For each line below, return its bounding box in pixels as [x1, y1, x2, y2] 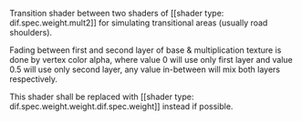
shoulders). [9, 27, 53, 37]
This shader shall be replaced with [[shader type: [9, 91, 194, 102]
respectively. [9, 74, 57, 85]
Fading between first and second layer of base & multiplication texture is [9, 45, 282, 55]
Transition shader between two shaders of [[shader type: [9, 8, 224, 18]
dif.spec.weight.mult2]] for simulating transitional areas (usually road [9, 17, 268, 28]
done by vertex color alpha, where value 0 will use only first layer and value [9, 55, 294, 65]
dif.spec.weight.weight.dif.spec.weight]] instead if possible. [9, 101, 234, 112]
